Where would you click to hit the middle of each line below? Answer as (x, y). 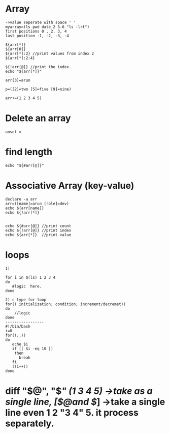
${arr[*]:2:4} (20, 58)
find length (29, 152)
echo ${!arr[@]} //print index (38, 230)
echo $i (20, 344)
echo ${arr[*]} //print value (38, 235)
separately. (30, 423)
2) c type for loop (26, 300)
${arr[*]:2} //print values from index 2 (50, 53)
